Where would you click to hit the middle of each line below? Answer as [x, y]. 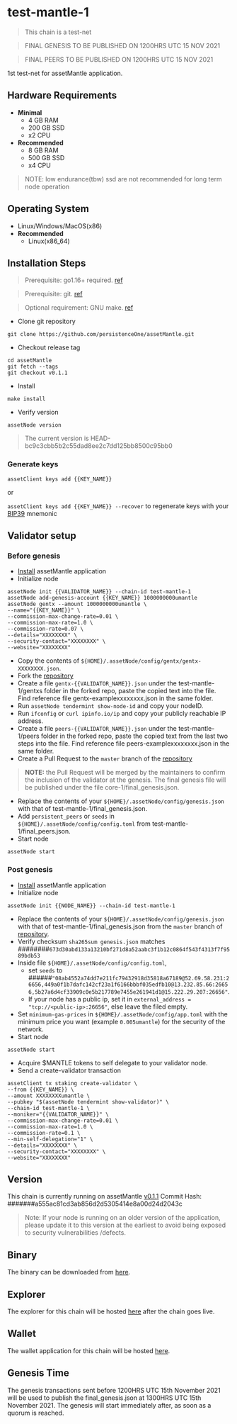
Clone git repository [46, 321]
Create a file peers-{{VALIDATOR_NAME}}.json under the [97, 729]
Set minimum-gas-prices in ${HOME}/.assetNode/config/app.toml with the [122, 1014]
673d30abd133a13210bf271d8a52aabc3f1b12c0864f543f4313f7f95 [139, 949]
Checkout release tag [49, 347]
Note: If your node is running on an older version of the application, [122, 1218]
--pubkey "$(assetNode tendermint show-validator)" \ [88, 1102]
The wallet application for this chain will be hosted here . [89, 1350]
